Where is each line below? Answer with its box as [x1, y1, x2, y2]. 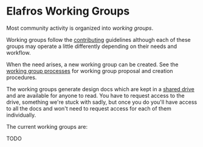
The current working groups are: [6, 123, 88, 130]
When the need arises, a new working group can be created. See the [6, 61, 179, 68]
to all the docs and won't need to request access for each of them [6, 104, 172, 112]
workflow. [6, 49, 31, 56]
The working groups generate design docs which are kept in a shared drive [6, 85, 194, 92]
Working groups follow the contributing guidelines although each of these [6, 36, 191, 43]
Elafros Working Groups [6, 4, 130, 18]
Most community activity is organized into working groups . [6, 24, 154, 32]
